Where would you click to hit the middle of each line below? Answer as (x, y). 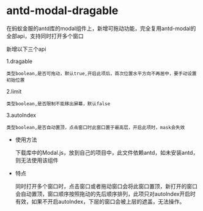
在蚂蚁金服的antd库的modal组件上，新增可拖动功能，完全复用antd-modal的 (101, 28)
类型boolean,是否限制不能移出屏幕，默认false (58, 104)
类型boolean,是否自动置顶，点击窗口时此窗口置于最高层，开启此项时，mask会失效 (96, 127)
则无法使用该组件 (37, 160)
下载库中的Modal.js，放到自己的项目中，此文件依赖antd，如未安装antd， (107, 152)
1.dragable (20, 61)
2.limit (14, 91)
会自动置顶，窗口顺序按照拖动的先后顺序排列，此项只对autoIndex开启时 (105, 194)
